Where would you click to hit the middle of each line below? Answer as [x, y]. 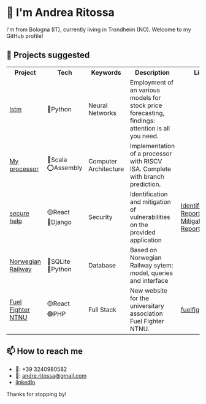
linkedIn [25, 382]
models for [145, 97]
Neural [98, 105]
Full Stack [102, 310]
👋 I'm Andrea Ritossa [60, 13]
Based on [143, 250]
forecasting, [147, 113]
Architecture [106, 169]
